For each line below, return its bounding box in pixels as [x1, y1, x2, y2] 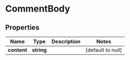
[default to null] [85, 46, 122, 53]
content [8, 46, 27, 53]
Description [51, 38, 81, 45]
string [32, 46, 47, 53]
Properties [5, 23, 40, 32]
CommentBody [5, 3, 70, 15]
